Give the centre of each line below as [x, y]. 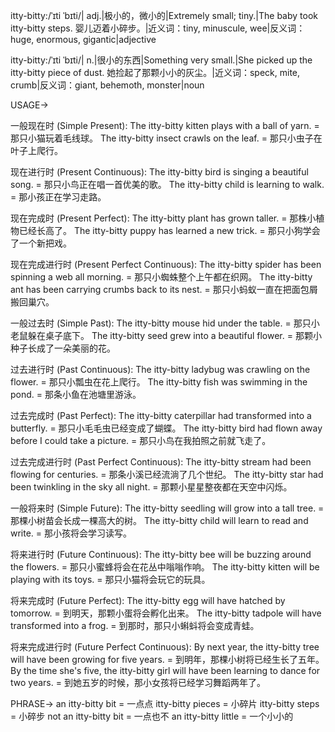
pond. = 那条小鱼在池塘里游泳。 [76, 394]
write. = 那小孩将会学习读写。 [71, 533]
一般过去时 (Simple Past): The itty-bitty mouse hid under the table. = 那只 [161, 323]
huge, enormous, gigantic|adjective [83, 39]
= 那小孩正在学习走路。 [58, 197]
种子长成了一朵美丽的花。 [63, 348]
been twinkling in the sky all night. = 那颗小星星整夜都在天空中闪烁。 [151, 487]
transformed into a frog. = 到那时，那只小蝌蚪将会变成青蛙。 [135, 625]
